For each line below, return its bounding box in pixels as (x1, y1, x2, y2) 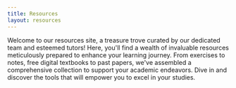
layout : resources (7, 17, 61, 24)
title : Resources (7, 10, 58, 17)
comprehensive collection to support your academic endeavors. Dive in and (7, 66, 228, 74)
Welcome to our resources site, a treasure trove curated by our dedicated (7, 36, 221, 44)
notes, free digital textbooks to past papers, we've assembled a (7, 58, 192, 66)
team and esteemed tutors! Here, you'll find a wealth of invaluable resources (7, 43, 229, 52)
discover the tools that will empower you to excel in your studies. (7, 73, 196, 81)
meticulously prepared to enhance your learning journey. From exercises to (7, 50, 225, 59)
